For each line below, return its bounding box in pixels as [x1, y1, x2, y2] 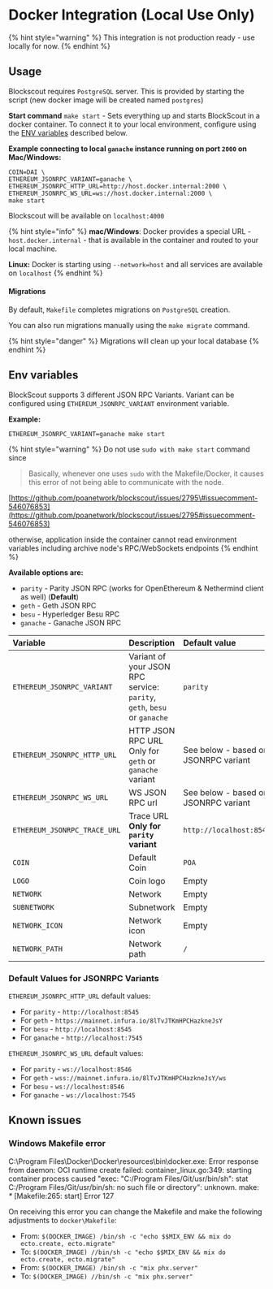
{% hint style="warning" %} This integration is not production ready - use [8, 32, 255, 42]
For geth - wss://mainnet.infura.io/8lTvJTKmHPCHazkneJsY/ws [19, 1073, 227, 1083]
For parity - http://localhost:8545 [19, 1007, 140, 1017]
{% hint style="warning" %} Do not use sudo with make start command [8, 444, 250, 454]
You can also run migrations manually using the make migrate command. [8, 320, 250, 330]
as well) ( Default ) [19, 591, 80, 602]
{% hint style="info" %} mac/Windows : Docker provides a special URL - [8, 226, 252, 236]
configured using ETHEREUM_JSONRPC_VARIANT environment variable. [8, 398, 230, 408]
